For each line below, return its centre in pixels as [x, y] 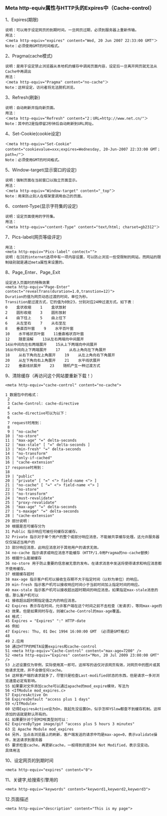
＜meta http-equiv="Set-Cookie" [38, 144]
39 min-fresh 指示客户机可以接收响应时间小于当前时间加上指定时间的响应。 [74, 585]
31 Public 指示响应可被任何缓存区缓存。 [42, 532]
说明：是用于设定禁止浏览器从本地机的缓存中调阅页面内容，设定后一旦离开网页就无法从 [81, 66]
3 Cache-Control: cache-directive [43, 404]
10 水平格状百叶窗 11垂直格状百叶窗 [45, 334]
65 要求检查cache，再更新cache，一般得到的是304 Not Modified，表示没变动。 [79, 746]
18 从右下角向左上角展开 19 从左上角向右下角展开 [60, 355]
